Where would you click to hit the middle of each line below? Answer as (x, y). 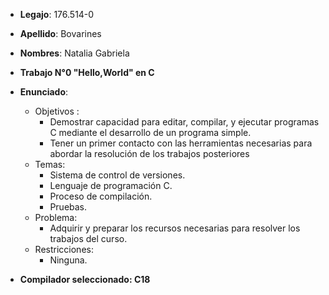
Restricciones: (64, 249)
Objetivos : (57, 111)
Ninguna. (68, 260)
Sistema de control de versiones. (117, 175)
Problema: (56, 217)
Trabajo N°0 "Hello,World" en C (87, 72)
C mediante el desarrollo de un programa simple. (150, 132)
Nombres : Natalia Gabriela (74, 53)
